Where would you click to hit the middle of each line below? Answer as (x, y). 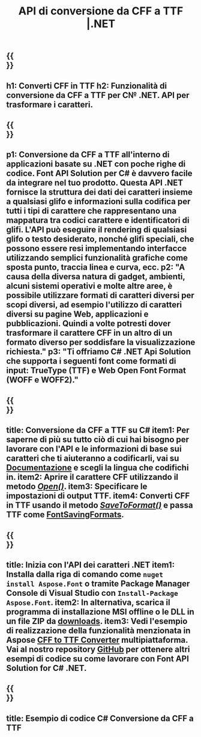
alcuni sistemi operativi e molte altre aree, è (89, 286)
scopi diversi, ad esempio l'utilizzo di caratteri (94, 305)
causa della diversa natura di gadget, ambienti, (96, 277)
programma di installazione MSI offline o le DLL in (100, 612)
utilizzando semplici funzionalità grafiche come (97, 258)
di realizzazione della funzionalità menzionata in (98, 630)
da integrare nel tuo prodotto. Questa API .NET (95, 183)
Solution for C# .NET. (46, 668)
